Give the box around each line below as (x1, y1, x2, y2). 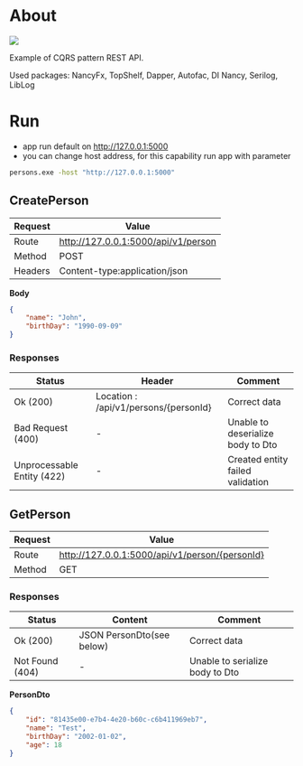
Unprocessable (14, 459, 78, 472)
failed (227, 464, 252, 477)
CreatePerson (9, 193, 89, 209)
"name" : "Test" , (25, 724, 87, 733)
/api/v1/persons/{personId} (96, 401, 212, 414)
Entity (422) (14, 471, 66, 483)
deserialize (227, 427, 274, 440)
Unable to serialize (188, 655, 269, 668)
